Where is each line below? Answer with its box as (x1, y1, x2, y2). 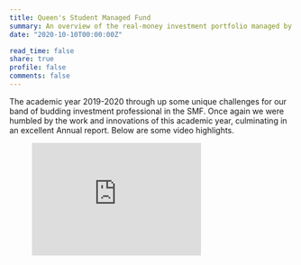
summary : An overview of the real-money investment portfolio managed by (9, 22, 293, 31)
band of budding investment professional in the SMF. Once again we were (9, 105, 285, 116)
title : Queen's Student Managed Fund (9, 13, 151, 23)
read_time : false (9, 46, 75, 55)
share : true (9, 55, 54, 64)
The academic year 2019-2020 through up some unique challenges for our (9, 96, 287, 106)
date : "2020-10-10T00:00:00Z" (9, 30, 123, 39)
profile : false (9, 63, 67, 72)
